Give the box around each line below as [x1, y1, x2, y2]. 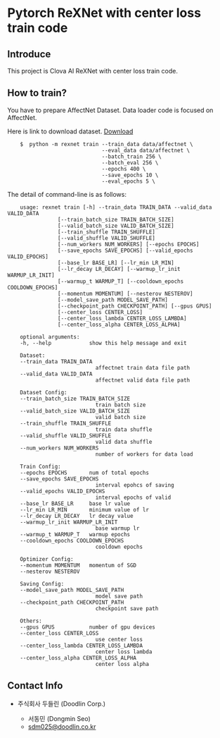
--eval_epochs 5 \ [101, 178, 156, 185]
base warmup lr [95, 524, 140, 532]
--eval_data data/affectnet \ [101, 147, 190, 154]
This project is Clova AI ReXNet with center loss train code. [7, 67, 178, 75]
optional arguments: [20, 333, 80, 340]
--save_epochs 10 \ [101, 171, 159, 179]
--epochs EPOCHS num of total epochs [20, 469, 150, 476]
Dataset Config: [20, 389, 68, 396]
